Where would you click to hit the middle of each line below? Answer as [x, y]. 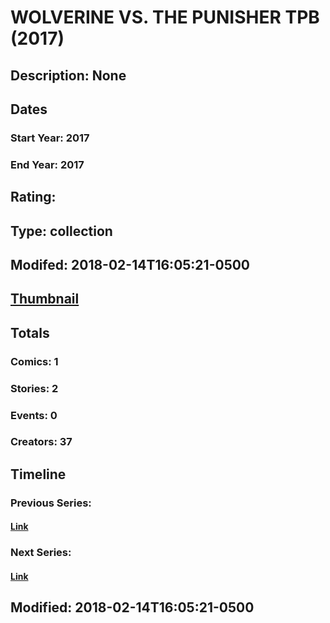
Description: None [68, 75]
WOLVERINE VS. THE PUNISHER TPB [165, 17]
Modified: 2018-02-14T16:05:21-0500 [132, 607]
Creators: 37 [41, 442]
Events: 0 [34, 415]
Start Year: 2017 [50, 138]
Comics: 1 [34, 361]
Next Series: [41, 553]
